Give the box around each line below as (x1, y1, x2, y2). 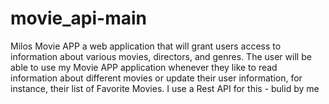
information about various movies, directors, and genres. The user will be (10, 50, 312, 62)
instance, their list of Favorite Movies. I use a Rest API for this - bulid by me (10, 82, 320, 94)
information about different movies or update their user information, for (10, 72, 303, 84)
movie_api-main (10, 7, 148, 30)
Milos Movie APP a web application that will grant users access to (10, 40, 282, 52)
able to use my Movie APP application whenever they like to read (10, 61, 278, 73)
